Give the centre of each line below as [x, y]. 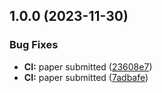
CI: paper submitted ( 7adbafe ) [86, 77]
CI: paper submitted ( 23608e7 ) [88, 66]
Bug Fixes [34, 45]
